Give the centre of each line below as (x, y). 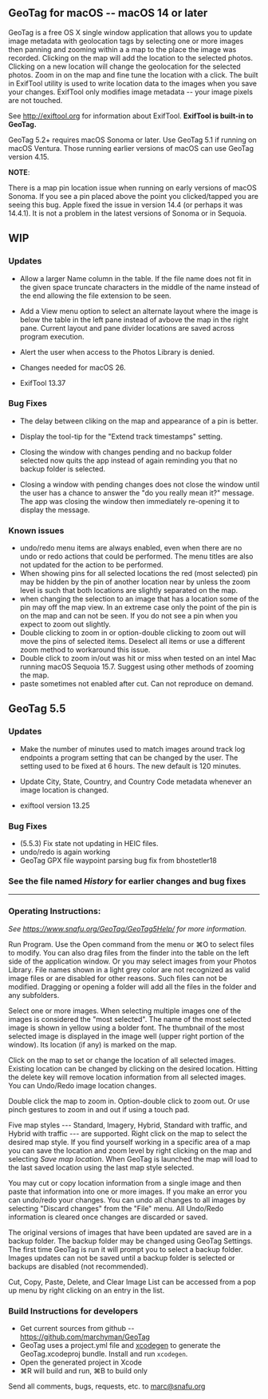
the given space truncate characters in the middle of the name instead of (140, 287)
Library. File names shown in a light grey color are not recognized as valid (129, 969)
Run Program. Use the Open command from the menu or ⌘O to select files (131, 944)
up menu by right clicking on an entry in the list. (87, 1290)
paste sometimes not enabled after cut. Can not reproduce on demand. (136, 684)
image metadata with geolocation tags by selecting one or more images (126, 41)
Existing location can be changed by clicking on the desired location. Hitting (133, 1068)
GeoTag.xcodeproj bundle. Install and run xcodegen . (104, 1353)
